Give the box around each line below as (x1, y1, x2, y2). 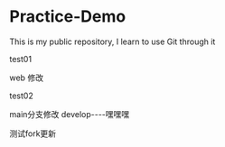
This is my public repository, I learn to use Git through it (9, 36, 216, 47)
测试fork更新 (9, 128, 57, 139)
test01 (9, 53, 33, 64)
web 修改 (9, 72, 43, 83)
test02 (9, 90, 33, 101)
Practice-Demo (9, 6, 127, 27)
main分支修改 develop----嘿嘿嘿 (9, 108, 130, 119)
